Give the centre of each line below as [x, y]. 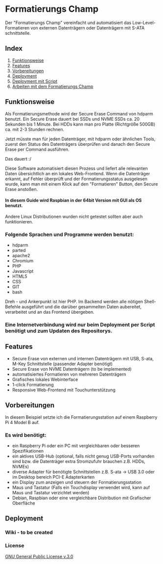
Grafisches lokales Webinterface [45, 379]
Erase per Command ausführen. [37, 149]
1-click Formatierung [33, 384]
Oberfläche [23, 503]
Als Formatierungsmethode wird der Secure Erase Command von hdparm [79, 113]
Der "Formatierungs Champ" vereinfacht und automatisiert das [68, 23]
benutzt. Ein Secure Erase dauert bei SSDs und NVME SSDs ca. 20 [72, 119]
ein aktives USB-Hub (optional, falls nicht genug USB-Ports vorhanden [83, 456]
